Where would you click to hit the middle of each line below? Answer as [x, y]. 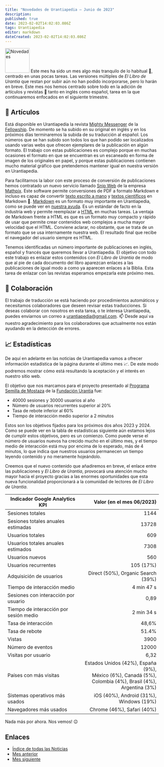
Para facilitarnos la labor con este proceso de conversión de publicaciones [80, 180]
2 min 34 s [144, 612]
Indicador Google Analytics [43, 499]
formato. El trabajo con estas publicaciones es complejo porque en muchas [81, 150]
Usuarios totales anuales [36, 543]
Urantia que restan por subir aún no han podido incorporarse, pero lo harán [81, 81]
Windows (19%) [138, 701]
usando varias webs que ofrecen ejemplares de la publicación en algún [77, 145]
